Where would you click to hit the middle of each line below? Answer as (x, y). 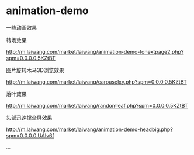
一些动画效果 (21, 27)
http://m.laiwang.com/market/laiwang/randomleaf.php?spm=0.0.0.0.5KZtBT (97, 105)
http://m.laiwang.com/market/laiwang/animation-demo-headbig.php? (90, 129)
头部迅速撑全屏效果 (29, 118)
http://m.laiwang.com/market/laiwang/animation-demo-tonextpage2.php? (95, 51)
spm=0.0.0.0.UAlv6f (30, 135)
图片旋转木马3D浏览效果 (35, 70)
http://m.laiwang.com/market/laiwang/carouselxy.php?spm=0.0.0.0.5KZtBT (96, 82)
